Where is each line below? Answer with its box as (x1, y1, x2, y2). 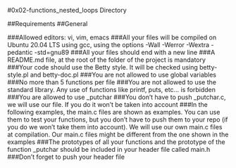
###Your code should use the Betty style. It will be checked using (7, 63, 199, 71)
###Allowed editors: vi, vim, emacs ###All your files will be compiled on (7, 33, 217, 41)
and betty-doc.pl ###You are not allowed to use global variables (30, 70, 217, 79)
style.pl (7, 70, 29, 79)
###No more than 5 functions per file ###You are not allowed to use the (7, 78, 217, 86)
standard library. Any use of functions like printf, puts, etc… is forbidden (7, 86, 216, 93)
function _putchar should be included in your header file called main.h (7, 146, 211, 153)
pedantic (7, 49, 33, 56)
